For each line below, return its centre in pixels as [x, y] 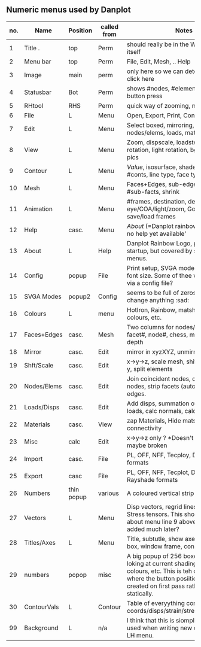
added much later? [153, 529]
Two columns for [150, 327]
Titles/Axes [40, 542]
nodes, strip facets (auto [161, 386]
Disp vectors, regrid [154, 506]
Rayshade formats [152, 479]
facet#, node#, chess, [157, 335]
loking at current [150, 563]
